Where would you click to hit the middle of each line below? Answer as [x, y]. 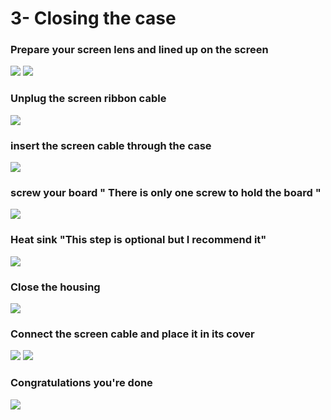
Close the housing [55, 287]
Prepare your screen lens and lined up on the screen [139, 50]
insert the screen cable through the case [111, 145]
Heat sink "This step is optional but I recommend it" [138, 240]
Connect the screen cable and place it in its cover [132, 334]
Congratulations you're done [81, 383]
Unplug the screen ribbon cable [88, 99]
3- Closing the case [93, 18]
